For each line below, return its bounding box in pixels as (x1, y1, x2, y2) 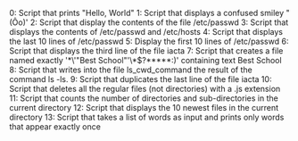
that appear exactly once (9, 121, 101, 132)
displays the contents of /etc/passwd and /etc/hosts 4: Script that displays (9, 27, 284, 37)
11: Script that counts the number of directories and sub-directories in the (9, 93, 278, 104)
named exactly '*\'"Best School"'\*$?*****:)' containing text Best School (9, 55, 283, 65)
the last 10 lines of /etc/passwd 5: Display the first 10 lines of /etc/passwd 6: (9, 36, 289, 46)
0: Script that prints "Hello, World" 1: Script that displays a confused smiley (9, 8, 285, 18)
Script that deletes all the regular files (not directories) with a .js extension (9, 84, 281, 94)
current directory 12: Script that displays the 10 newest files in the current (9, 103, 279, 112)
